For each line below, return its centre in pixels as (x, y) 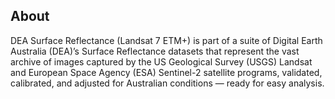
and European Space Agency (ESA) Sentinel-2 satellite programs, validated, (166, 72)
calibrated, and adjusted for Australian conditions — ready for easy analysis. (167, 83)
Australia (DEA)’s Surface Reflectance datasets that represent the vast (155, 51)
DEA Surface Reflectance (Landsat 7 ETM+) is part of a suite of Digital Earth (166, 40)
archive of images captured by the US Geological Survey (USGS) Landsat (161, 61)
